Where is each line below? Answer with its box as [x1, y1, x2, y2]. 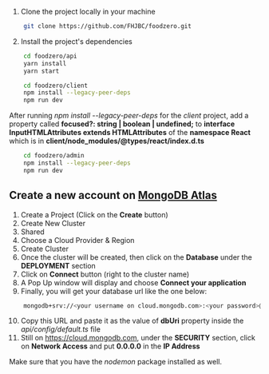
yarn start [23, 67, 60, 75]
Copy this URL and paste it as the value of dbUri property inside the [20, 316, 244, 326]
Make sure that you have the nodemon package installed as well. [9, 357, 223, 367]
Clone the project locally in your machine [20, 7, 156, 16]
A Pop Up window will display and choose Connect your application [20, 277, 247, 287]
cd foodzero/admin [23, 152, 85, 160]
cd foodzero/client [23, 82, 89, 90]
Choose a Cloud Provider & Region [20, 235, 135, 245]
